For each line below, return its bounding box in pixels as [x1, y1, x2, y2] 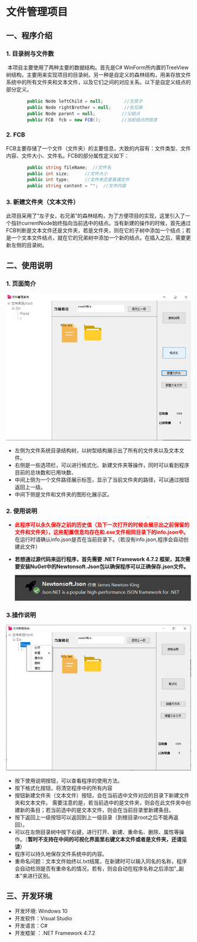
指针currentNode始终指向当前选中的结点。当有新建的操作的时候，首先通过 [11, 220, 191, 227]
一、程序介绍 [6, 30, 53, 40]
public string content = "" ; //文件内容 [27, 183, 126, 189]
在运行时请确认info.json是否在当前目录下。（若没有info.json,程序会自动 [14, 536, 184, 543]
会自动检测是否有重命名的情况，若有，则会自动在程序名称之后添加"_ [14, 865, 179, 872]
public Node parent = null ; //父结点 [27, 111, 141, 117]
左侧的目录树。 [11, 241, 47, 249]
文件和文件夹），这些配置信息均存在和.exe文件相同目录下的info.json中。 [14, 528, 189, 536]
